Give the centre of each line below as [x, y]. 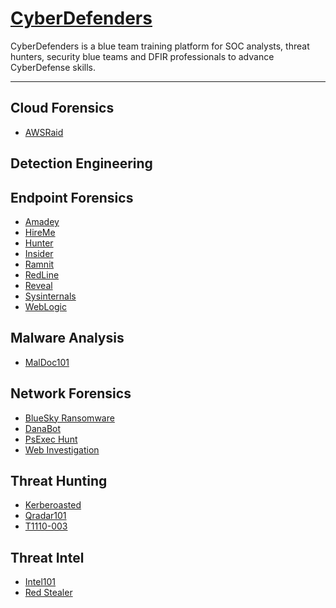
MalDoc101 [47, 362]
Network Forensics [71, 393]
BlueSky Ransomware [69, 418]
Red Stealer [48, 593]
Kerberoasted [53, 505]
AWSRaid [44, 132]
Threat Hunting [59, 480]
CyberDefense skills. [53, 67]
